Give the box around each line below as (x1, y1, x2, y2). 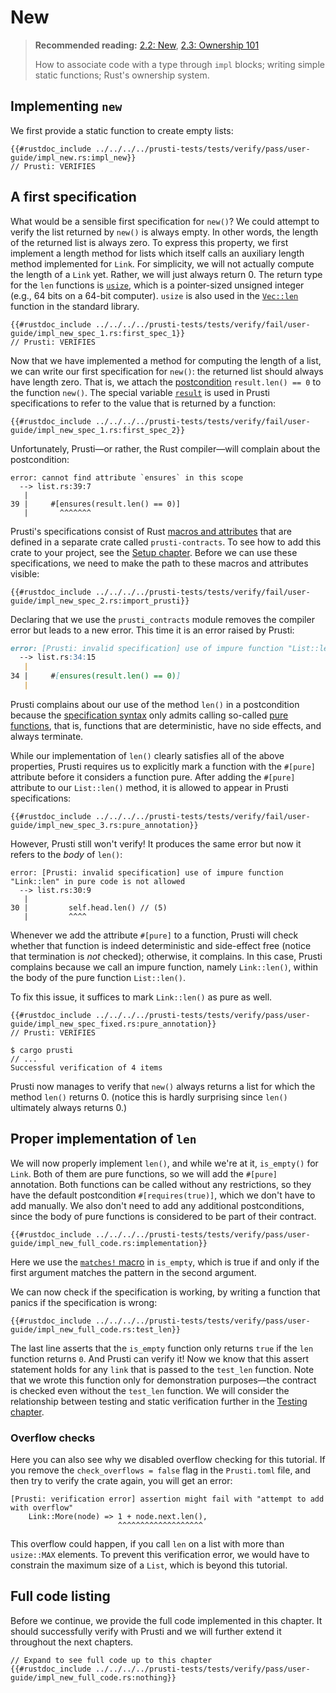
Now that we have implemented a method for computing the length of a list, (10, 354, 322, 366)
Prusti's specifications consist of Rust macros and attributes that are (10, 525, 292, 537)
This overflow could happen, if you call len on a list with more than (10, 1538, 285, 1550)
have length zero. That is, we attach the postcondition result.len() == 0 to (10, 376, 322, 388)
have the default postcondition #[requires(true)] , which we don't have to (10, 1189, 316, 1201)
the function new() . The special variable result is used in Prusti (10, 386, 270, 398)
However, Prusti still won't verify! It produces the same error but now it (10, 837, 302, 850)
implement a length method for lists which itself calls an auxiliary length (10, 247, 305, 259)
